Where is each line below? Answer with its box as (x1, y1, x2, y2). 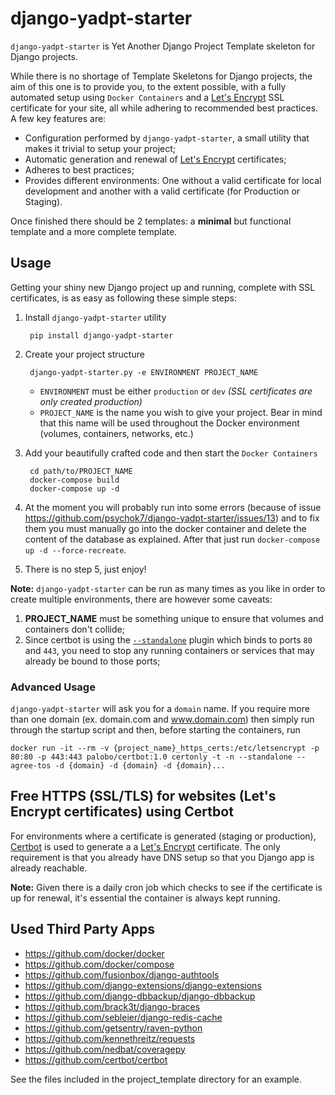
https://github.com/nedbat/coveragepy (24, 1043, 186, 1055)
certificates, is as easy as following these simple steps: (10, 292, 237, 304)
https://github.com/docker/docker (24, 947, 165, 959)
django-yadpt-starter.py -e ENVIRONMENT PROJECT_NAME (29, 367, 259, 377)
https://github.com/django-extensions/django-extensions (24, 979, 262, 991)
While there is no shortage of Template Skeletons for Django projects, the (10, 70, 313, 82)
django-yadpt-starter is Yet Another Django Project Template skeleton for (10, 40, 316, 52)
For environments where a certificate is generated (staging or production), (10, 830, 317, 842)
